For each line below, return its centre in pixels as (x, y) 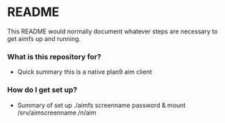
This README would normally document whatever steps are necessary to (112, 31)
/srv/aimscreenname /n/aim (57, 113)
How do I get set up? (42, 90)
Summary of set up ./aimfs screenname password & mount (101, 105)
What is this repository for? (55, 56)
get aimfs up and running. (44, 38)
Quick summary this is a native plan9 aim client (84, 72)
